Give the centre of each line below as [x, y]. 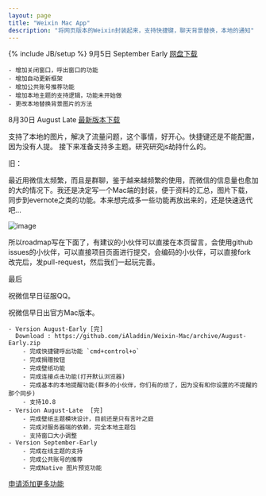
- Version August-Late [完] [56, 411]
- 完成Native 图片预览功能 [62, 468]
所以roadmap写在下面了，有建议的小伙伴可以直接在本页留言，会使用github [131, 242]
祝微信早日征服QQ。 [42, 296]
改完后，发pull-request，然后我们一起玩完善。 [84, 262]
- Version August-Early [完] [56, 329]
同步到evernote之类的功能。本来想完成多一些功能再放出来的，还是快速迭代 [131, 200]
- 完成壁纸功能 [44, 369]
